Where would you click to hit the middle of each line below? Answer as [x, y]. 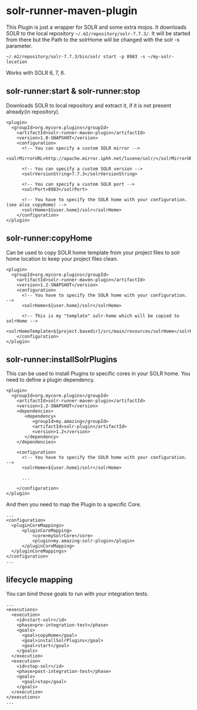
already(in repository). [33, 111]
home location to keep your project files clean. [62, 259]
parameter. [19, 46]
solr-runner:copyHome [49, 239]
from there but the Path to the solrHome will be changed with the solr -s [93, 39]
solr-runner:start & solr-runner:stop [73, 91]
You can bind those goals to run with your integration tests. [77, 594]
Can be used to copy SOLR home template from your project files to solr [93, 252]
